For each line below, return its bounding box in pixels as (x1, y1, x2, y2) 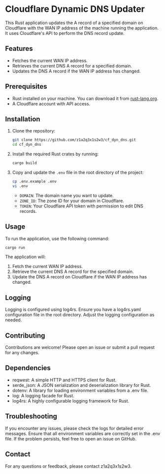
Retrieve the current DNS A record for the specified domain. (12, 269, 134, 274)
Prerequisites (5, 82, 47, 91)
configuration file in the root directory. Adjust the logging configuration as (5, 312, 155, 318)
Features (5, 44, 33, 53)
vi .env (12, 183, 28, 188)
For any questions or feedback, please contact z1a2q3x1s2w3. (5, 463, 132, 469)
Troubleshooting (5, 412, 58, 421)
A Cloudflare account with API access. (12, 101, 90, 106)
